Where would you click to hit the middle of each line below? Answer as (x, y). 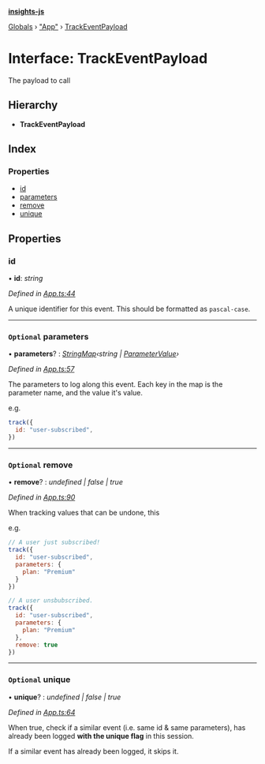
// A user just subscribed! (54, 543)
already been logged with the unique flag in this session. (101, 736)
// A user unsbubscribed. (50, 601)
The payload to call (39, 80)
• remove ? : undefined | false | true (66, 482)
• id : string (26, 279)
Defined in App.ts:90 (42, 497)
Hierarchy (33, 105)
